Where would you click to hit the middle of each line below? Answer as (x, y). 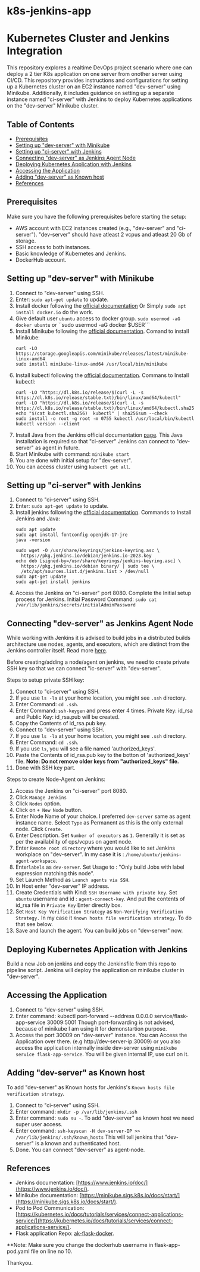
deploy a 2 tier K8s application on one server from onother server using (95, 74)
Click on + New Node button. (49, 810)
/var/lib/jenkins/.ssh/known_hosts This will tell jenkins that (89, 1137)
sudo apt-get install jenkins (53, 582)
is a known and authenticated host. (78, 1143)
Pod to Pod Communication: (50, 1208)
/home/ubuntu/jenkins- (154, 855)
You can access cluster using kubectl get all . (73, 467)
